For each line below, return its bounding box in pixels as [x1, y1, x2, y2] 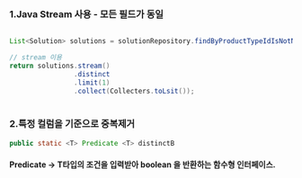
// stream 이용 [9, 53, 63, 62]
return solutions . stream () [9, 61, 111, 71]
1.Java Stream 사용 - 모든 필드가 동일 [9, 7, 164, 20]
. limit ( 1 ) [73, 78, 111, 87]
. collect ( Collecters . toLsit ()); [73, 86, 195, 95]
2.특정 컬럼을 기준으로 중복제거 [9, 118, 136, 130]
